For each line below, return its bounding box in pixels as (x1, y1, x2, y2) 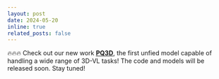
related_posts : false (7, 29, 71, 37)
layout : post (7, 10, 46, 17)
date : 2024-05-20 (7, 17, 59, 24)
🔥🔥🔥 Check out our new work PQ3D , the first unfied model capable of (7, 49, 212, 57)
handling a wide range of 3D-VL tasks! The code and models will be (7, 57, 205, 65)
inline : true (7, 23, 46, 30)
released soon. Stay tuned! (7, 64, 86, 73)
